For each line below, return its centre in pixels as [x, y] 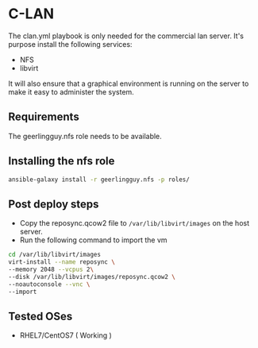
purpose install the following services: [70, 44]
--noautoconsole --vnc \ [49, 284]
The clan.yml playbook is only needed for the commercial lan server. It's [126, 36]
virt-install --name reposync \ [62, 262]
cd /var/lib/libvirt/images [55, 255]
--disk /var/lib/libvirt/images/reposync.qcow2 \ [92, 276]
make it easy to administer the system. [71, 91]
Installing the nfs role [62, 161]
